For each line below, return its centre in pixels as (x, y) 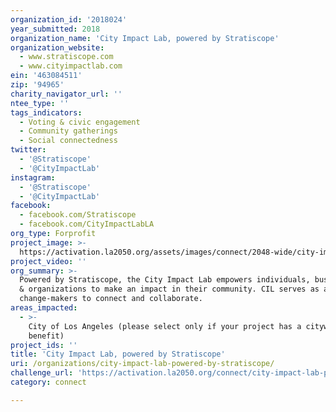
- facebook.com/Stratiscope (78, 215)
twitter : (28, 150)
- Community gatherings (68, 131)
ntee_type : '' (40, 103)
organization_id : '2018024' (69, 19)
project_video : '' (48, 261)
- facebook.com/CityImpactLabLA (87, 224)
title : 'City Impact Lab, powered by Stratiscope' (118, 354)
